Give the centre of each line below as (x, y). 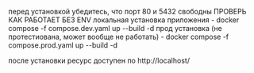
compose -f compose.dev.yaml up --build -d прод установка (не (115, 28)
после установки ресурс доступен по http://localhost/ (99, 60)
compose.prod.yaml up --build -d (63, 45)
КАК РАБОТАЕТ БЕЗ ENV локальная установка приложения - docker (124, 20)
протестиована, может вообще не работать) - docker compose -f (119, 36)
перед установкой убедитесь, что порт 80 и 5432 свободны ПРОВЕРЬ (127, 12)
